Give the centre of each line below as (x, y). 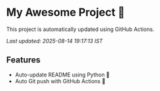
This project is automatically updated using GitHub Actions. (80, 29)
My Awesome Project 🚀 (66, 12)
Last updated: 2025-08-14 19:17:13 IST (55, 41)
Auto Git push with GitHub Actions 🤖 (60, 81)
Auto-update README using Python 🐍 (62, 75)
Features (23, 60)
